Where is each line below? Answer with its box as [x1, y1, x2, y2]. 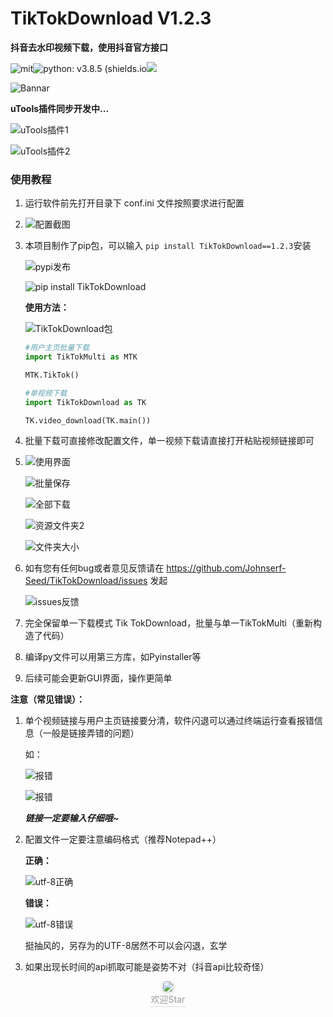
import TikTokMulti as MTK [24, 352, 138, 362]
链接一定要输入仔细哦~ [24, 812, 120, 824]
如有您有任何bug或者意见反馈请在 [24, 562, 165, 574]
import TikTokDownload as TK [24, 397, 147, 407]
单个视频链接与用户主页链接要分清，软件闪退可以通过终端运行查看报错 [24, 715, 315, 727]
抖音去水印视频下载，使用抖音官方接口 [10, 41, 168, 53]
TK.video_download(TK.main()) [24, 415, 152, 426]
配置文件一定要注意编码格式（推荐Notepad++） [24, 833, 222, 846]
